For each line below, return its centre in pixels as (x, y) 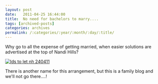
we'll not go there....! (26, 76)
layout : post (19, 10)
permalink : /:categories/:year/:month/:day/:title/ (60, 33)
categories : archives (28, 28)
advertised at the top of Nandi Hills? (42, 52)
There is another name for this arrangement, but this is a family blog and (79, 71)
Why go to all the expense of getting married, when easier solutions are (78, 47)
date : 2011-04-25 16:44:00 (35, 14)
